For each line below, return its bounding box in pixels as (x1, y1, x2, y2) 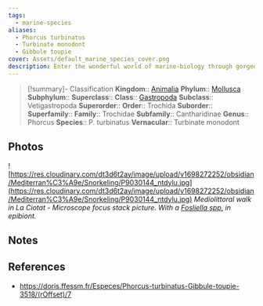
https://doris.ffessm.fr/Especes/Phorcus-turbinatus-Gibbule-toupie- (19, 281, 240, 290)
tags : (8, 11, 26, 20)
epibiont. (8, 211, 37, 220)
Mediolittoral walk (193, 194, 252, 204)
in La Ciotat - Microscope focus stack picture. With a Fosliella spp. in (8, 202, 232, 212)
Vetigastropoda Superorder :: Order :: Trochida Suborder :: (27, 100, 213, 110)
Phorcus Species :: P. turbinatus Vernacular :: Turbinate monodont (27, 117, 240, 126)
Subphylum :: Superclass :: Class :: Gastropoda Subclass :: (27, 92, 214, 102)
